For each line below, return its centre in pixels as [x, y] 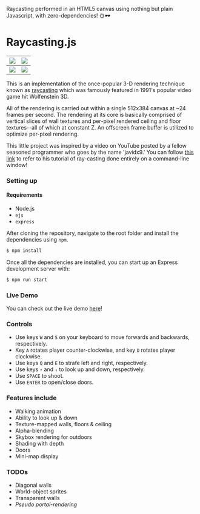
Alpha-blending [35, 430]
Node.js [25, 209]
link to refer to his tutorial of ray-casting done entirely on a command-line [98, 158]
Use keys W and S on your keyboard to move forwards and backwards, [102, 337]
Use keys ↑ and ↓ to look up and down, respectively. [80, 369]
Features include [32, 398]
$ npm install [24, 251]
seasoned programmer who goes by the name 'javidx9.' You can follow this [100, 152]
